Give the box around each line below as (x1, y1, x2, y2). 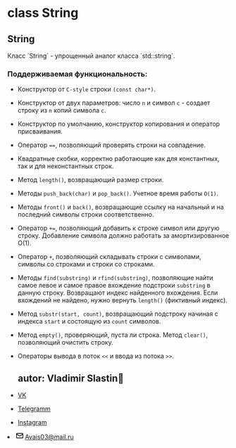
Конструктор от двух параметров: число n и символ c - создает (17, 98, 211, 107)
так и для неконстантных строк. (17, 162, 114, 170)
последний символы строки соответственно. (17, 210, 154, 219)
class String (7, 5, 79, 21)
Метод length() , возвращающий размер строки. (17, 176, 164, 184)
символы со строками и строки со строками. (17, 260, 155, 269)
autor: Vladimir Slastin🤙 (17, 372, 125, 384)
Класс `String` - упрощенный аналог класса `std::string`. (7, 51, 175, 60)
